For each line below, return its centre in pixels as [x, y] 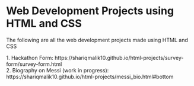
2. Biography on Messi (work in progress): [58, 70]
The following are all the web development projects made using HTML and [97, 40]
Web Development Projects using [90, 11]
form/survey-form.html [34, 64]
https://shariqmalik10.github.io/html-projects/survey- [119, 58]
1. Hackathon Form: [30, 58]
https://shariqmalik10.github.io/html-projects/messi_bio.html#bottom [90, 77]
